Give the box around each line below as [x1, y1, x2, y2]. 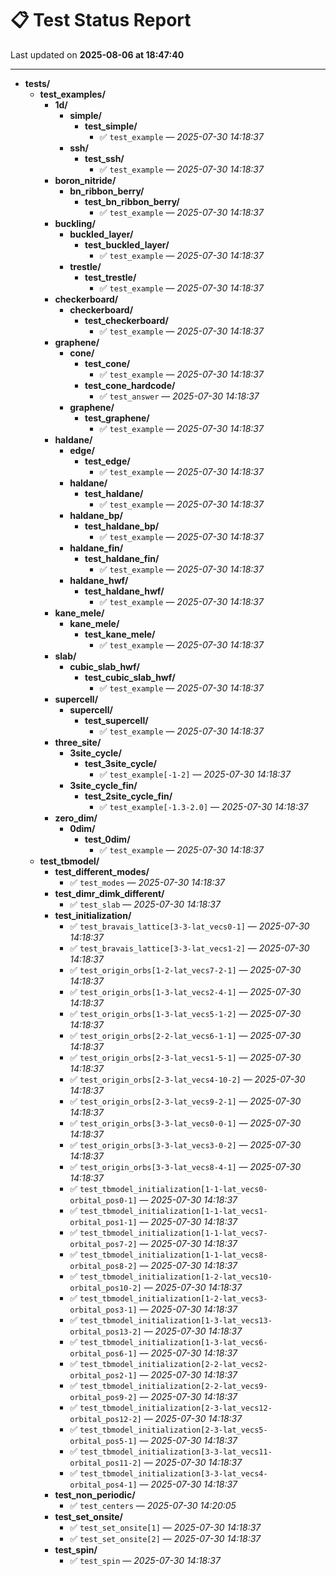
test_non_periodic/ [54, 1488, 136, 1501]
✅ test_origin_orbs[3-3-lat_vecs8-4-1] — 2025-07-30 [69, 1160, 302, 1172]
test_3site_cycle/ [84, 757, 157, 769]
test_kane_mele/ [84, 628, 156, 640]
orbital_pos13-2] [69, 1327, 142, 1337]
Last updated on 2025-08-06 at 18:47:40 [10, 48, 185, 61]
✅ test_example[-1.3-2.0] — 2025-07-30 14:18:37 [99, 800, 309, 812]
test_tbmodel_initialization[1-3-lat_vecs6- [79, 1337, 268, 1347]
